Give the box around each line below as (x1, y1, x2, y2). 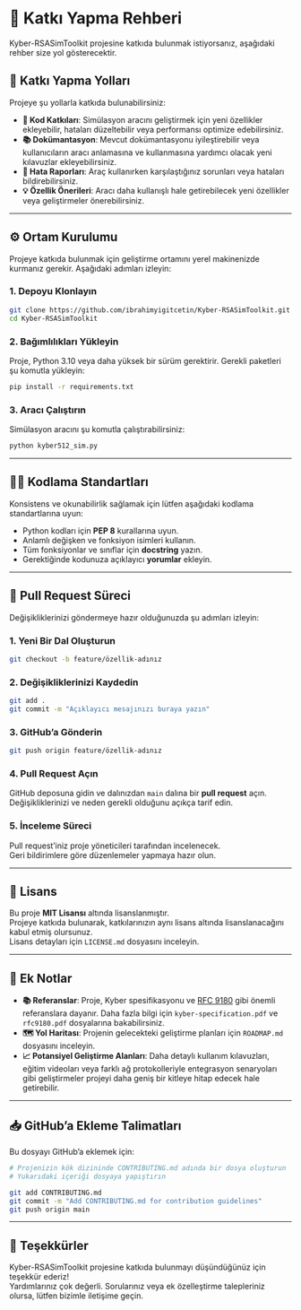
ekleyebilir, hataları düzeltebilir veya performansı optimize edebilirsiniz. (21, 124, 284, 134)
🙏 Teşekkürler (9, 1237, 89, 1254)
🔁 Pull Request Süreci (9, 588, 132, 603)
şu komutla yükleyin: (9, 365, 85, 376)
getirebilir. (21, 1082, 60, 1093)
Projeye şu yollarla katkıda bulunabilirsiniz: (9, 97, 166, 108)
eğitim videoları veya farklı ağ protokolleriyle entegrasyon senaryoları (21, 1063, 278, 1074)
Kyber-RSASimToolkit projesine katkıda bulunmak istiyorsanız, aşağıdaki (9, 38, 275, 48)
